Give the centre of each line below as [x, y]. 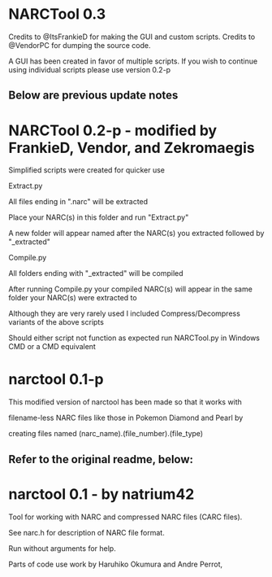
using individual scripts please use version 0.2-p [90, 69]
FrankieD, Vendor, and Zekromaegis [132, 148]
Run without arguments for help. [62, 548]
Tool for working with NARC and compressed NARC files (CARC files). [125, 517]
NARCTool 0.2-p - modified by [113, 130]
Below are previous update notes [93, 96]
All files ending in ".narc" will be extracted [78, 202]
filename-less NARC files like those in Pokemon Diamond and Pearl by [126, 418]
